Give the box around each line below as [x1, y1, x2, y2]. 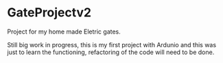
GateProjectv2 [7, 5, 91, 21]
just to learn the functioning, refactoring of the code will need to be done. [7, 48, 215, 56]
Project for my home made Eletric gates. [7, 27, 121, 36]
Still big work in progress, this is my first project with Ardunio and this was [7, 40, 217, 49]
